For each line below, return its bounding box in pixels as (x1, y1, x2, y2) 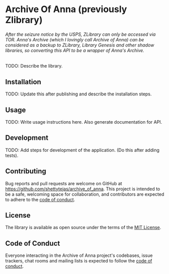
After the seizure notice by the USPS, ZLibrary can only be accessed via (5, 31, 156, 37)
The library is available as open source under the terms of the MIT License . (5, 225, 161, 231)
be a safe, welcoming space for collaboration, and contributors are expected (5, 191, 164, 197)
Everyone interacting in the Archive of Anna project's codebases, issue (5, 252, 153, 258)
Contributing (5, 167, 46, 176)
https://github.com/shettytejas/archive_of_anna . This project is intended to (5, 186, 160, 192)
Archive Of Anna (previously (5, 4, 127, 15)
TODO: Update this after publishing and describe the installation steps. (5, 91, 152, 97)
